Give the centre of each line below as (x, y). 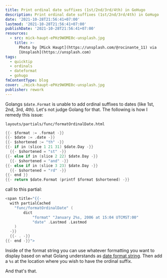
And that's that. (21, 271)
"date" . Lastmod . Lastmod (59, 222)
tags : (11, 57)
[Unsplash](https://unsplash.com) (55, 52)
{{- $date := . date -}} (30, 137)
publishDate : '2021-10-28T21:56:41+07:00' (50, 29)
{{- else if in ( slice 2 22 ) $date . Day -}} (52, 156)
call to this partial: (24, 189)
